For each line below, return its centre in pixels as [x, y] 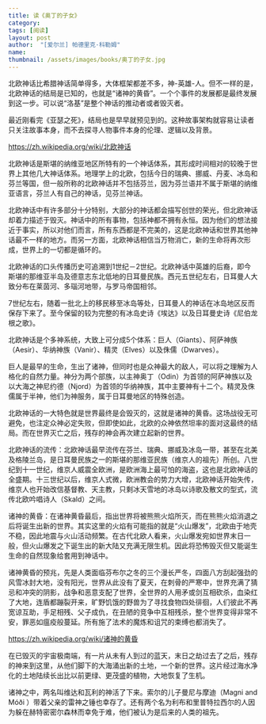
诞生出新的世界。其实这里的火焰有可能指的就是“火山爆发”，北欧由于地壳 [139, 526]
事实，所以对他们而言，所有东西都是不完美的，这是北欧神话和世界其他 [136, 230]
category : [25, 23]
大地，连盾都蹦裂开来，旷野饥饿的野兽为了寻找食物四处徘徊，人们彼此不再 [136, 602]
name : [17, 52]
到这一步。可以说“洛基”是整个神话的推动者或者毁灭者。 [98, 103]
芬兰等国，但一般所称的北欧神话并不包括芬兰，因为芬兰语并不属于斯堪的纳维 [133, 183]
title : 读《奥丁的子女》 [44, 15]
